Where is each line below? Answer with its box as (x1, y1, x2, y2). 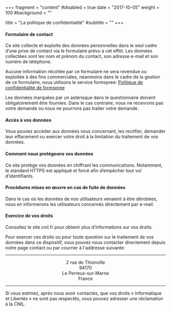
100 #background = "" (5, 10, 52, 16)
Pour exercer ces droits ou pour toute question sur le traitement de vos (5, 234, 154, 240)
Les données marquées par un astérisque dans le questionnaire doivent (5, 95, 156, 101)
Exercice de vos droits (5, 213, 53, 219)
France (78, 275, 93, 282)
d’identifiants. (5, 173, 34, 179)
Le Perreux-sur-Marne (62, 270, 109, 276)
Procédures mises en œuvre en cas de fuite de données (5, 184, 126, 191)
